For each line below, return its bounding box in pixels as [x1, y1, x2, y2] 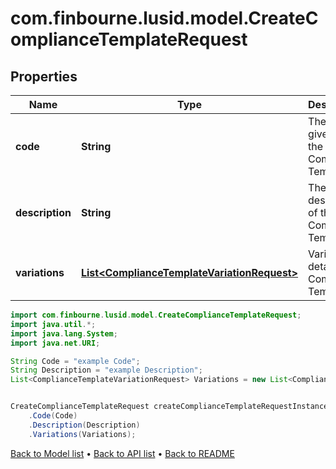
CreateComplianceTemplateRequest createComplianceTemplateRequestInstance [10, 402, 329, 412]
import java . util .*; [10, 319, 97, 329]
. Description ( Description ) [28, 420, 141, 430]
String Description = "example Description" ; [10, 365, 203, 376]
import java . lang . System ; [10, 328, 118, 339]
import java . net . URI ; [10, 338, 101, 348]
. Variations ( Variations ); [28, 429, 137, 439]
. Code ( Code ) [28, 411, 78, 421]
